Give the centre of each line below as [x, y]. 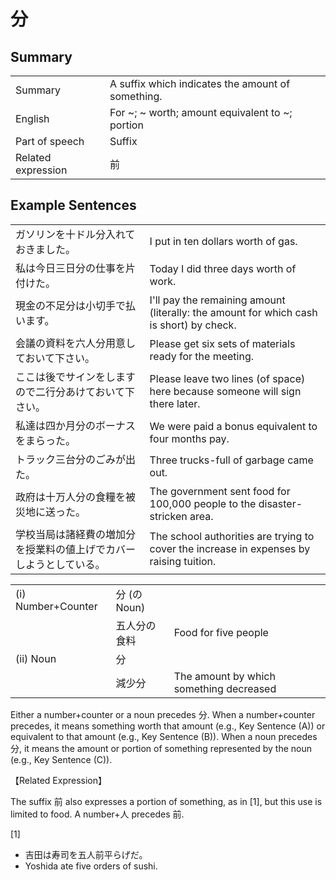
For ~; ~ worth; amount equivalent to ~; [201, 112]
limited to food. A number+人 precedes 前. [97, 814]
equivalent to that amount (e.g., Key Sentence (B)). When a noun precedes [164, 736]
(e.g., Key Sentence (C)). [61, 759]
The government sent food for [220, 491]
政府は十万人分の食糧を [71, 497]
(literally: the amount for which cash [233, 312]
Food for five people [221, 632]
